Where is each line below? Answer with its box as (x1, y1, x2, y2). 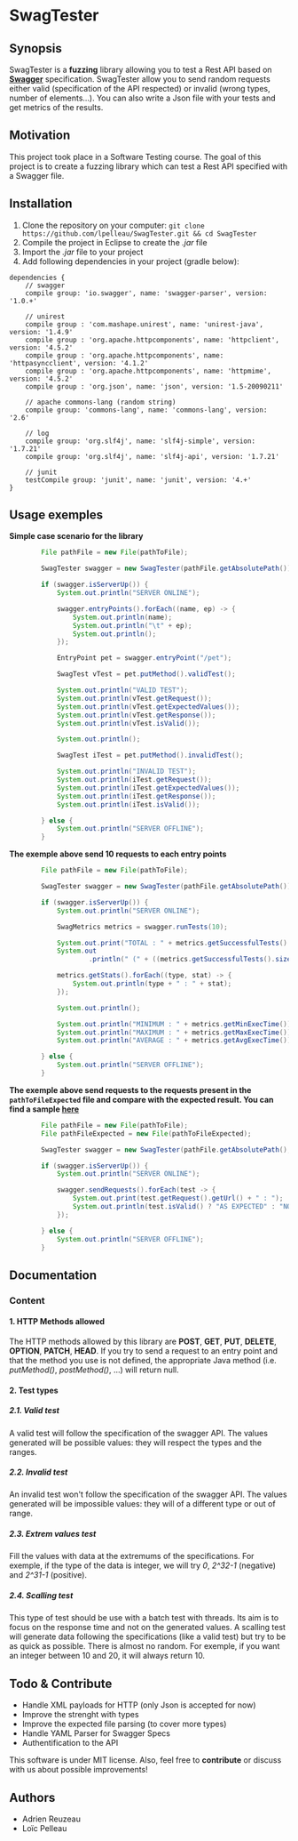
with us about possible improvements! (9, 1765, 148, 1775)
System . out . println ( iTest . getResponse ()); (56, 792, 216, 800)
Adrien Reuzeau (21, 1813, 82, 1824)
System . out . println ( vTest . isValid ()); (56, 719, 200, 728)
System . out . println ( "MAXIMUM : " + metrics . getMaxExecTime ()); (56, 1028, 295, 1037)
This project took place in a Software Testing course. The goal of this (9, 151, 262, 162)
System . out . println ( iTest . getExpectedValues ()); (56, 784, 240, 792)
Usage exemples (9, 508, 104, 523)
